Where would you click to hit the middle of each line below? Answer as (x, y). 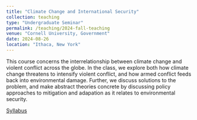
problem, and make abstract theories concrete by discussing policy (88, 86)
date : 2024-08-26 (28, 39)
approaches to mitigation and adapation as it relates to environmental (91, 93)
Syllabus (17, 111)
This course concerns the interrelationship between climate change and (94, 61)
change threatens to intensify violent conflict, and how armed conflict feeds (99, 74)
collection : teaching (33, 17)
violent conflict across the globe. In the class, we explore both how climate (97, 67)
